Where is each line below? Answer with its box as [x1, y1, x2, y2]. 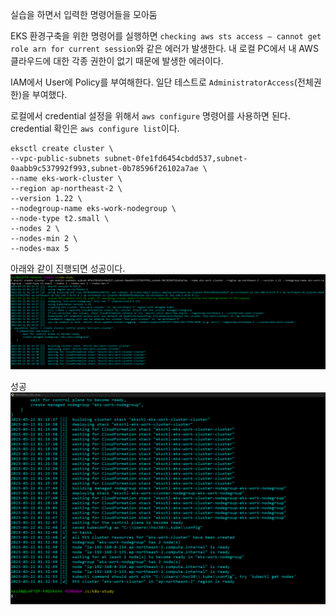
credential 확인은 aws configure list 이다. [10, 123, 180, 134]
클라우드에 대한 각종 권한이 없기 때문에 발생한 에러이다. [10, 55, 224, 67]
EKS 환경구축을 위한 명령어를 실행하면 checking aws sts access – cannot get [10, 30, 322, 42]
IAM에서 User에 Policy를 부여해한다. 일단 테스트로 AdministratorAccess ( [10, 76, 298, 88]
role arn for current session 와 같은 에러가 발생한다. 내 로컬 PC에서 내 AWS [10, 43, 319, 54]
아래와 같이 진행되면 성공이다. [10, 263, 126, 274]
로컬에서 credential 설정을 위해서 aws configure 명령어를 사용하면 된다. [10, 110, 291, 122]
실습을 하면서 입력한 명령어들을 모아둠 [10, 9, 158, 20]
